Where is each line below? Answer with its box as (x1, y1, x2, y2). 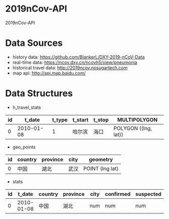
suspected (135, 190, 162, 197)
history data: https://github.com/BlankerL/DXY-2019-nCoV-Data (12, 54, 145, 60)
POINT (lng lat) (83, 165, 119, 172)
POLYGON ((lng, (113, 124, 152, 131)
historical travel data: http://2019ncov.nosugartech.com (12, 64, 128, 70)
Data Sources (5, 37, 63, 49)
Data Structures (5, 88, 73, 99)
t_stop (93, 116, 109, 123)
